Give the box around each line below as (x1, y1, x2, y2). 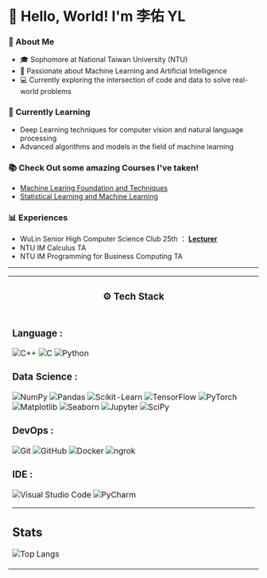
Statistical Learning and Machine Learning (19, 192, 159, 202)
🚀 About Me (8, 37, 55, 48)
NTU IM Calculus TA (19, 243, 87, 253)
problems (40, 87, 72, 96)
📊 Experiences (8, 212, 68, 223)
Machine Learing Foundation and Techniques (19, 183, 168, 193)
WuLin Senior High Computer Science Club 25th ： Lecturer (19, 234, 218, 244)
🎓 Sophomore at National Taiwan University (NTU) (19, 55, 188, 65)
